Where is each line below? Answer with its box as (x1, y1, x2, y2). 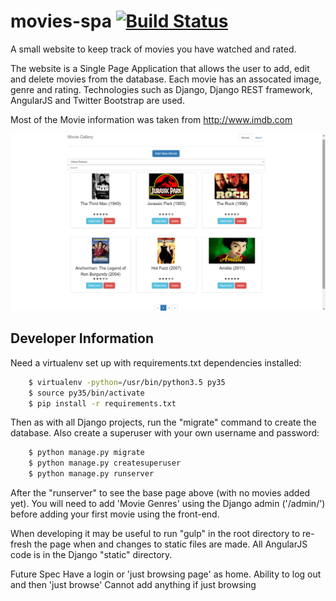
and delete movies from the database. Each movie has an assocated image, (10, 73, 322, 85)
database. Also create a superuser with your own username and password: (10, 427, 320, 439)
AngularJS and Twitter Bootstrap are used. (10, 94, 185, 106)
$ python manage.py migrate (28, 448, 145, 458)
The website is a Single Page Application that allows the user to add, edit (10, 62, 310, 74)
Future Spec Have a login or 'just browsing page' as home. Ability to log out (10, 568, 322, 580)
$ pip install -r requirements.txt (28, 398, 177, 409)
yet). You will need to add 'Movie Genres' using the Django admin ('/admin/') (10, 498, 326, 509)
